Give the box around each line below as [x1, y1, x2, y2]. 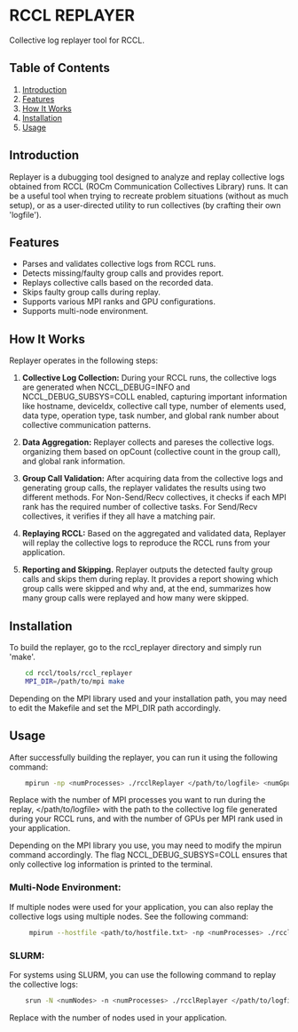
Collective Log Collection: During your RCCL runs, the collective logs [21, 373, 277, 383]
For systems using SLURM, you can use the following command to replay [9, 969, 277, 980]
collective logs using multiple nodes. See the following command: [9, 911, 249, 922]
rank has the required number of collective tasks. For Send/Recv [21, 502, 258, 512]
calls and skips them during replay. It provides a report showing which [21, 574, 278, 585]
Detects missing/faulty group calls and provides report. [21, 268, 224, 278]
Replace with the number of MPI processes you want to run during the [9, 794, 266, 805]
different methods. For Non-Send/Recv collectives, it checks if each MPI [21, 492, 286, 503]
